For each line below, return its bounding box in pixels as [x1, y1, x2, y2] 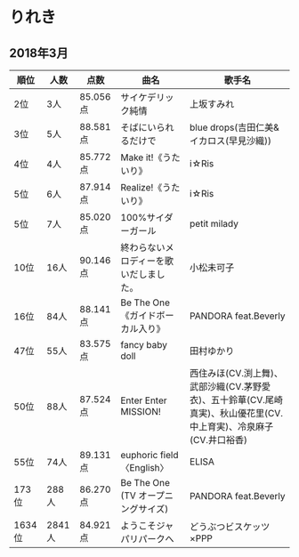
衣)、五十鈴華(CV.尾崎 [190, 394, 283, 406]
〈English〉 [120, 462, 169, 473]
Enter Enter [120, 394, 167, 407]
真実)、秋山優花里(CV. [190, 408, 283, 419]
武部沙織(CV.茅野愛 [190, 381, 271, 392]
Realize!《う [120, 182, 172, 193]
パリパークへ [120, 533, 175, 545]
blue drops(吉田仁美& [190, 121, 279, 133]
